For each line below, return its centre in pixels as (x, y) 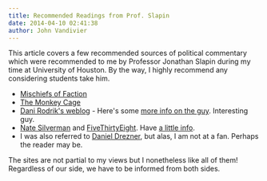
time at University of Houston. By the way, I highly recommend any (118, 70)
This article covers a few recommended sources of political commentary (128, 53)
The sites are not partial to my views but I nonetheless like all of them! (123, 160)
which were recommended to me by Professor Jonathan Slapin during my (130, 61)
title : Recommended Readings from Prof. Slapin (89, 16)
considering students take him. (59, 79)
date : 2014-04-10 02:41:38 (53, 23)
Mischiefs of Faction (54, 94)
